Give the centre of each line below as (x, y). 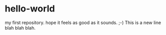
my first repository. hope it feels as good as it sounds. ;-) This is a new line (83, 22)
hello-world (30, 9)
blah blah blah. (20, 27)
